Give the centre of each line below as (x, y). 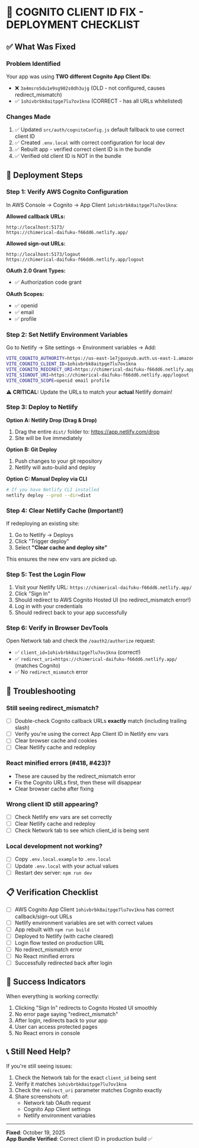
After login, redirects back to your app (61, 1020)
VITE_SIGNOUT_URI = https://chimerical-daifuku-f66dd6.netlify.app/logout (98, 375)
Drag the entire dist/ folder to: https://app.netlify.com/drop (87, 431)
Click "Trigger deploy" (42, 541)
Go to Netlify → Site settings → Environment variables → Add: (81, 347)
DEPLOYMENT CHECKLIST (73, 25)
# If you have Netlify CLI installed (53, 489)
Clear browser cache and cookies (56, 741)
